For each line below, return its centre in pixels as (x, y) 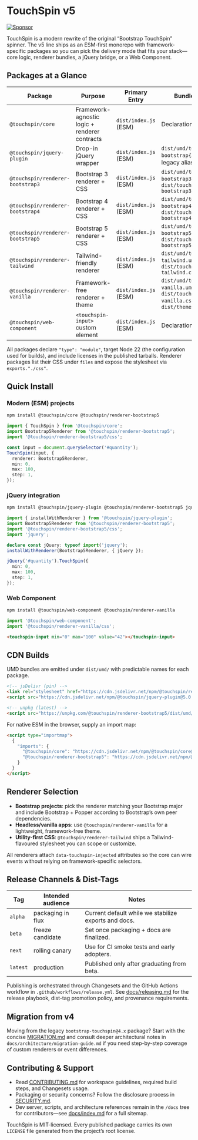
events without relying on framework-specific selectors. (74, 861)
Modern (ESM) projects (41, 403)
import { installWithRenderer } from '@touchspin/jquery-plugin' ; (90, 518)
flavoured (27, 843)
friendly (86, 263)
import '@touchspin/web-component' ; (51, 621)
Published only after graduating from (135, 964)
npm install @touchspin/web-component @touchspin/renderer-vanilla (91, 610)
